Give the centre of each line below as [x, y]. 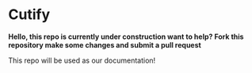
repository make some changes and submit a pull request [105, 44]
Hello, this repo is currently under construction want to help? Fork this [126, 36]
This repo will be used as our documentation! [82, 60]
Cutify [29, 15]
